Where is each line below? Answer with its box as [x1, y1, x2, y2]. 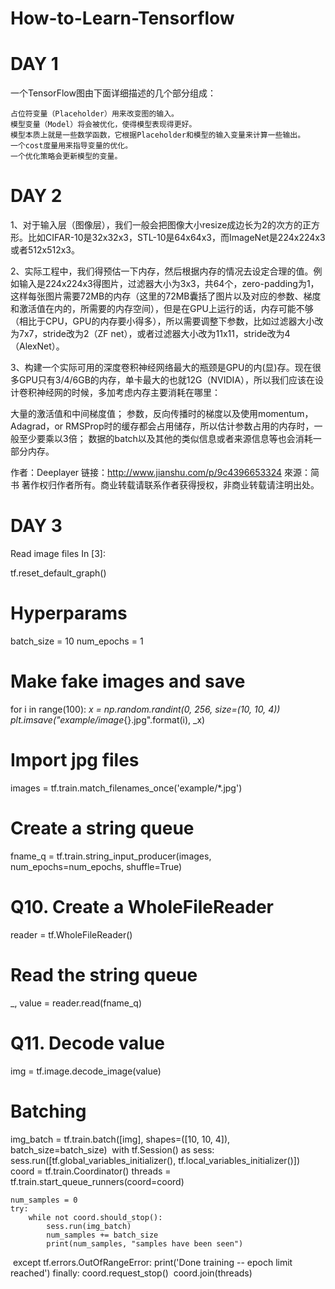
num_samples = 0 [10, 1195, 78, 1205]
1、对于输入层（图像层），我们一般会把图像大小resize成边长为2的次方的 [10, 219, 303, 231]
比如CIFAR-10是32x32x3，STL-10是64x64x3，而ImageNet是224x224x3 [27, 232, 326, 244]
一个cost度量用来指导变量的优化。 [10, 141, 133, 151]
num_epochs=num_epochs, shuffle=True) [10, 860, 183, 872]
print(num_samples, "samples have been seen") [46, 1238, 244, 1249]
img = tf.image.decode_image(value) [10, 1065, 162, 1077]
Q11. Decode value [10, 1032, 165, 1054]
